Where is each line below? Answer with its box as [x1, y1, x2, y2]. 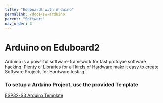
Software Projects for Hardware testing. [5, 69, 86, 75]
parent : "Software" [5, 16, 45, 21]
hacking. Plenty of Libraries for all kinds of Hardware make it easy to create [5, 64, 159, 69]
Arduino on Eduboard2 [5, 42, 100, 53]
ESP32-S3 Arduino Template [5, 92, 63, 99]
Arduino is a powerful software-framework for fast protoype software [5, 59, 146, 65]
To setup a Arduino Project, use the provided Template [5, 81, 138, 88]
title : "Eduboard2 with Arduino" [5, 7, 74, 12]
